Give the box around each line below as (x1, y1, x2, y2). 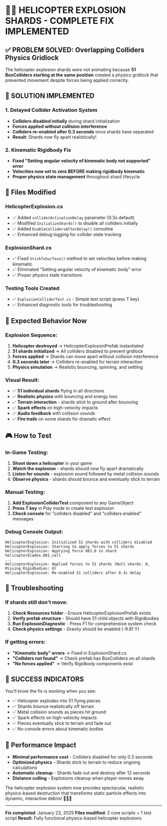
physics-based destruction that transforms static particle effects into (5, 790, 146, 796)
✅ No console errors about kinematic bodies (12, 726, 103, 732)
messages (12, 516, 34, 522)
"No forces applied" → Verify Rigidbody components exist (12, 660, 133, 666)
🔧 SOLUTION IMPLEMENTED (5, 92, 94, 100)
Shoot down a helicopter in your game (12, 460, 92, 466)
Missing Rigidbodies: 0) (5, 566, 57, 571)
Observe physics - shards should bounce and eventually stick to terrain (12, 476, 160, 482)
